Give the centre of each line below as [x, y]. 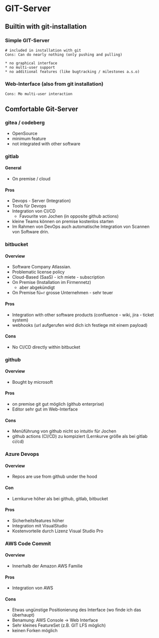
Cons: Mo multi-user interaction [39, 94]
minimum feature [29, 138]
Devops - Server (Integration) [41, 201]
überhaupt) [23, 615]
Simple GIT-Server [27, 40]
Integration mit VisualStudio [40, 525]
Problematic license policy [38, 272]
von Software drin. [31, 232]
